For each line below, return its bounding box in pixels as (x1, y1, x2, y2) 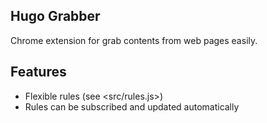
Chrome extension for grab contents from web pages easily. (10, 34, 258, 46)
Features (10, 64, 67, 81)
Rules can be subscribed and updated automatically (24, 100, 240, 113)
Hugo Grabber (10, 8, 101, 25)
